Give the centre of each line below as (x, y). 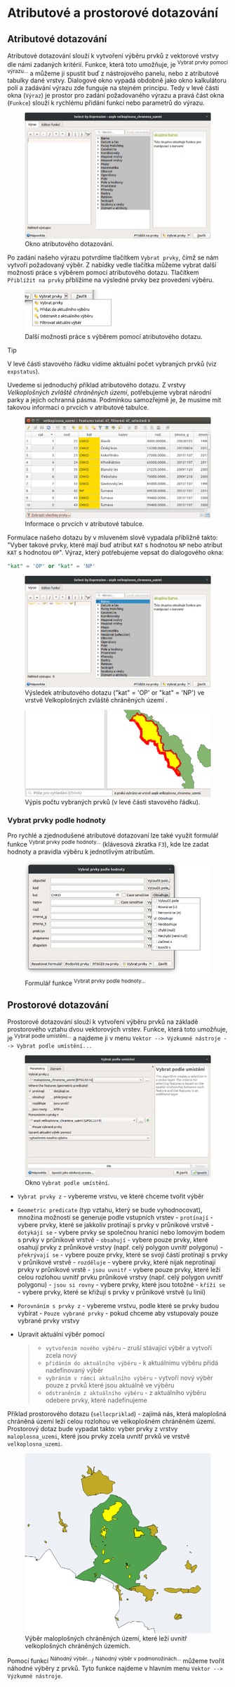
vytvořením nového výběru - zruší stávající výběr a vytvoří (129, 1347)
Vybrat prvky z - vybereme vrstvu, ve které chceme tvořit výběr (110, 1196)
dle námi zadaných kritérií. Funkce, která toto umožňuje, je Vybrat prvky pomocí (117, 64)
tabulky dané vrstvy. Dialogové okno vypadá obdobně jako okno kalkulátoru (117, 81)
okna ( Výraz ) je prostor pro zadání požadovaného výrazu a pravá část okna (116, 96)
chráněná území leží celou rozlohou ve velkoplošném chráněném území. (112, 1421)
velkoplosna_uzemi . (35, 1444)
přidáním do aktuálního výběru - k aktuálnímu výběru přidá (132, 1363)
